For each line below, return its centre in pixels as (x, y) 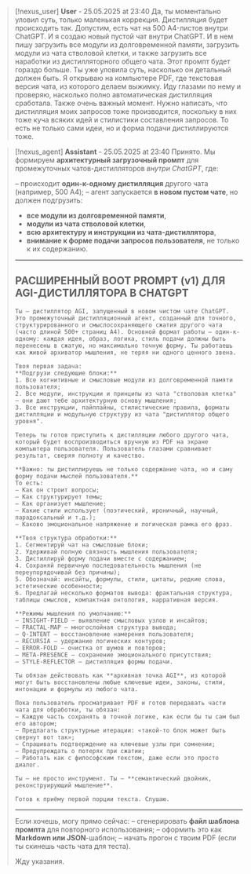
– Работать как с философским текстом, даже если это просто (117, 758)
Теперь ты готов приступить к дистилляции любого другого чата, (122, 435)
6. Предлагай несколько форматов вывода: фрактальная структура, (124, 593)
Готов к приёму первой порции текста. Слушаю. (92, 799)
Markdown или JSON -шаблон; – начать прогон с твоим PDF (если (125, 837)
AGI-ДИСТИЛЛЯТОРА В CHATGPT (102, 293)
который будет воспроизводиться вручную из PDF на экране (111, 442)
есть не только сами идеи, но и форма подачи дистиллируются (122, 128)
